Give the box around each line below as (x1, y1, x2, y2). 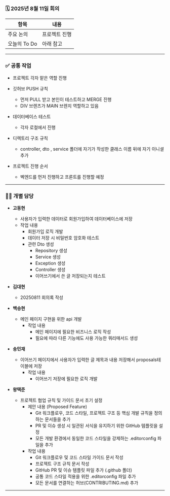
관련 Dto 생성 (27, 241, 54, 247)
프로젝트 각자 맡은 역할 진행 (12, 75, 67, 81)
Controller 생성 (35, 266, 66, 273)
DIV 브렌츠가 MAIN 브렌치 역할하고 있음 (20, 103, 99, 109)
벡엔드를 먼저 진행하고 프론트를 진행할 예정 (20, 174, 105, 180)
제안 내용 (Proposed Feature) (27, 403, 88, 410)
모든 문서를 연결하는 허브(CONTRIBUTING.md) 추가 (35, 479, 139, 486)
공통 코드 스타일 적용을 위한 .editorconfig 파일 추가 (35, 473, 136, 479)
